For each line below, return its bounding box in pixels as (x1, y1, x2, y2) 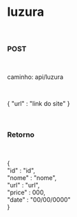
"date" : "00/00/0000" (7, 195, 71, 203)
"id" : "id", (7, 166, 36, 174)
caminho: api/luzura (7, 73, 64, 81)
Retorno (7, 130, 35, 139)
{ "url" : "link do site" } (7, 100, 70, 108)
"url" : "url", (7, 181, 40, 189)
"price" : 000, (7, 188, 46, 196)
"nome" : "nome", (7, 173, 57, 182)
